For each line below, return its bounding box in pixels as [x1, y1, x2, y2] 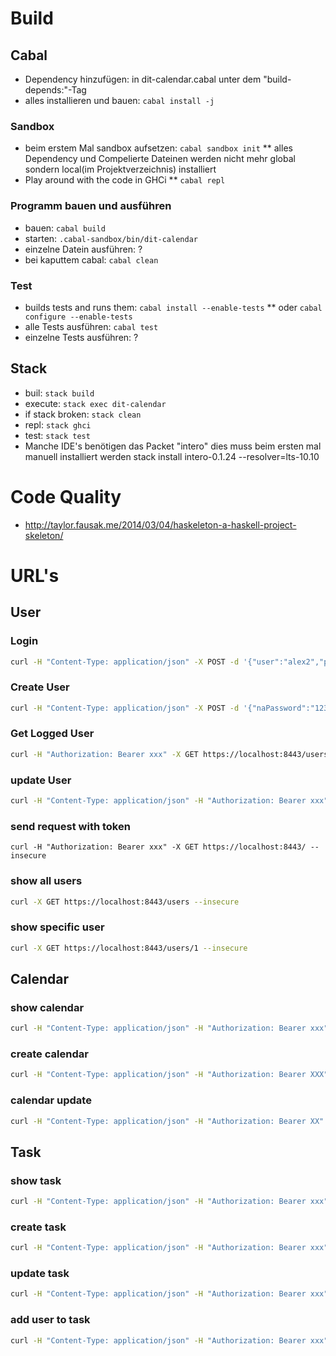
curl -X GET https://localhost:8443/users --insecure [10, 897, 240, 907]
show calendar [10, 1000, 85, 1014]
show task [10, 1173, 62, 1187]
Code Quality [10, 485, 122, 508]
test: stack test [24, 429, 91, 441]
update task [10, 1267, 70, 1281]
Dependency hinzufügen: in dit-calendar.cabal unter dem [24, 73, 262, 85]
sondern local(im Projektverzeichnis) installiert [24, 163, 217, 176]
